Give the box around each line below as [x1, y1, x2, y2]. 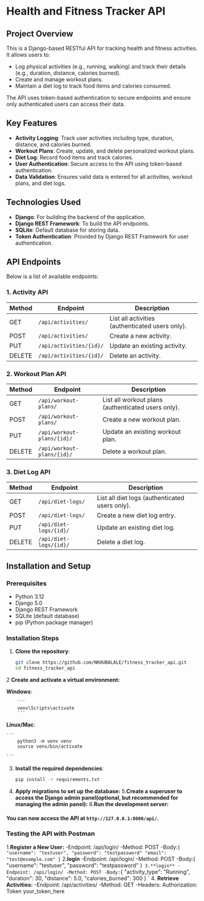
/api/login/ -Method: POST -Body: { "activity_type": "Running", [33, 868, 190, 875]
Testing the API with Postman [6, 829, 95, 838]
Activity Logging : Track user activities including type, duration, [15, 134, 174, 141]
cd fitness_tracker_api [15, 665, 76, 672]
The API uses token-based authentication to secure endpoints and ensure [6, 94, 191, 101]
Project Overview [6, 29, 73, 39]
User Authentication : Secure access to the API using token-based [15, 160, 182, 167]
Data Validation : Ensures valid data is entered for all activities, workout [15, 173, 193, 180]
